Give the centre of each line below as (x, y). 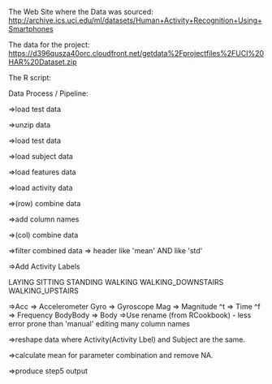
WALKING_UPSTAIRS (44, 291)
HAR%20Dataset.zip (43, 62)
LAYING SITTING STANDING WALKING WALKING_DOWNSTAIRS (116, 282)
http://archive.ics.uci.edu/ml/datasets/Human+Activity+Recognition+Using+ (135, 20)
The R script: (30, 78)
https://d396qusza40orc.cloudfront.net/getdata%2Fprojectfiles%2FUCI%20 (136, 53)
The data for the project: (49, 45)
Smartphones (31, 29)
